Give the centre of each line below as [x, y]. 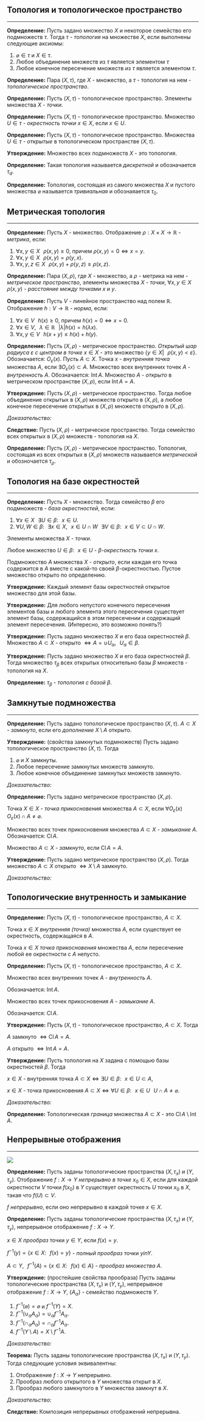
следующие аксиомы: [36, 43]
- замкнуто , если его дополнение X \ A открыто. [69, 730]
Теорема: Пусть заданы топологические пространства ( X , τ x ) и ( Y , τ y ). [99, 1356]
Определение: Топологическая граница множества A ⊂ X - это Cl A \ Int [102, 1114]
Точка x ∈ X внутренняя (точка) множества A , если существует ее [94, 930]
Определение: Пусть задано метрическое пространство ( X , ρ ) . [90, 796]
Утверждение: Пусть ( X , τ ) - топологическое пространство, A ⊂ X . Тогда [102, 1025]
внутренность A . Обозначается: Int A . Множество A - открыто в [89, 375]
